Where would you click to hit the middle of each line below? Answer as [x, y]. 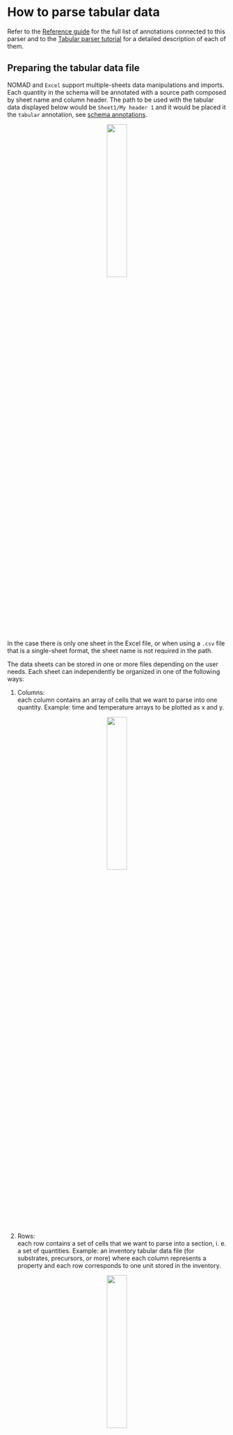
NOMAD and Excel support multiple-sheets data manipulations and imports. [116, 85]
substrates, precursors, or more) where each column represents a [112, 1258]
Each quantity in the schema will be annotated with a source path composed [116, 92]
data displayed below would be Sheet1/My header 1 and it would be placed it [116, 107]
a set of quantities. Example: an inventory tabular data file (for [106, 1250]
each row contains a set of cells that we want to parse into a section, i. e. [122, 1243]
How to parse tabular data [83, 12]
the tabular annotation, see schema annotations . [77, 114]
